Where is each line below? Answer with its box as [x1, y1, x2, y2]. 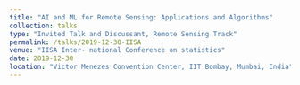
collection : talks [9, 21, 78, 30]
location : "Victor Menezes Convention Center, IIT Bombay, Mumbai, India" [9, 63, 294, 72]
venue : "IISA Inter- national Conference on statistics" [9, 46, 226, 55]
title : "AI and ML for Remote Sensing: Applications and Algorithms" [9, 12, 274, 22]
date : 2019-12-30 [9, 54, 74, 63]
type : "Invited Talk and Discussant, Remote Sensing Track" [9, 29, 238, 38]
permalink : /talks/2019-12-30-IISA [9, 37, 142, 47]
